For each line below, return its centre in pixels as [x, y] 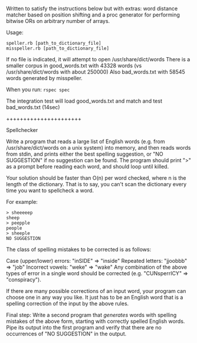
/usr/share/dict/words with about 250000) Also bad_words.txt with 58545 [96, 72]
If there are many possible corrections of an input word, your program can [96, 291]
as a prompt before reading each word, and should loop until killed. [88, 166]
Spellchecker [22, 130]
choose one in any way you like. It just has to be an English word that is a [95, 297]
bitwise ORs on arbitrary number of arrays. [58, 21]
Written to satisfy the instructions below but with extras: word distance [92, 9]
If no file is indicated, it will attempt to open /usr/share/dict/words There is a [98, 59]
